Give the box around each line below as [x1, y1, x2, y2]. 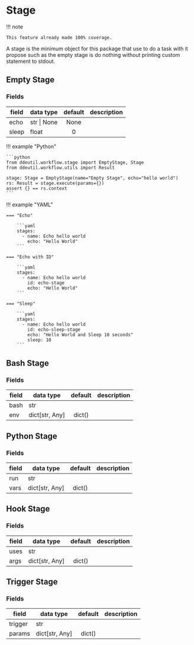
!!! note [6, 23, 24, 30]
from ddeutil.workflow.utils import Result [6, 164, 115, 171]
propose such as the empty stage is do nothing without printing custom [6, 51, 180, 58]
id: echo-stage [27, 280, 65, 286]
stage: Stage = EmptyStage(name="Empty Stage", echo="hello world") [6, 175, 179, 181]
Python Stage [6, 431, 57, 441]
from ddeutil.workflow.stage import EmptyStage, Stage [6, 159, 144, 165]
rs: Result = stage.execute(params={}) [6, 180, 105, 186]
